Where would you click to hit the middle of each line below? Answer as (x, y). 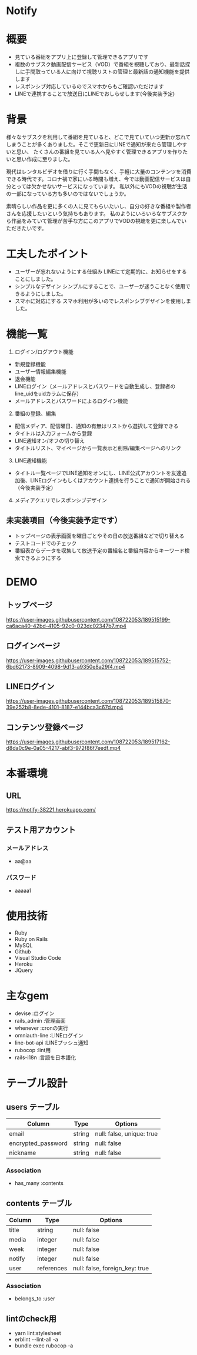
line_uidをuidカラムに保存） (48, 393)
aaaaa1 (23, 891)
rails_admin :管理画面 (40, 1021)
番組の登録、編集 (35, 413)
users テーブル (33, 1107)
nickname (23, 1153)
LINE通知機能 (31, 460)
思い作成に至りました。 (45, 159)
